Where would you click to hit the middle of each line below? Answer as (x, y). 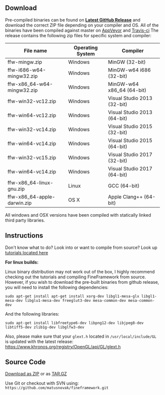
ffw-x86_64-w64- (30, 84)
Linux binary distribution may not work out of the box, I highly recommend (80, 272)
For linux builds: (22, 262)
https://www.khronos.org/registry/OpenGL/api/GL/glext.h (63, 346)
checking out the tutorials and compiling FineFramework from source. (76, 277)
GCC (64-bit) (124, 186)
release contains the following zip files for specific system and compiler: (78, 35)
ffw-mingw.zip (25, 62)
